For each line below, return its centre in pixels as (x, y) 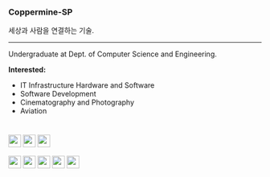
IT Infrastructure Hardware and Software (87, 85)
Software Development (58, 94)
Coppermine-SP (41, 12)
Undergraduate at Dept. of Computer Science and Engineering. (112, 54)
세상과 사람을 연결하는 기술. (51, 31)
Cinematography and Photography (77, 102)
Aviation (33, 111)
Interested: (27, 70)
